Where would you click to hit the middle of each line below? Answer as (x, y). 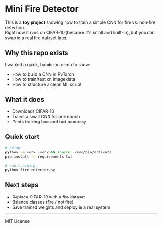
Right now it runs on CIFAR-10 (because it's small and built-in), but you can (80, 32)
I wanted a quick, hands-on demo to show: (48, 64)
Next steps (22, 185)
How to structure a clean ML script (47, 84)
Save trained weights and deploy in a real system (61, 207)
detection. (15, 27)
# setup (13, 148)
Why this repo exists (37, 53)
